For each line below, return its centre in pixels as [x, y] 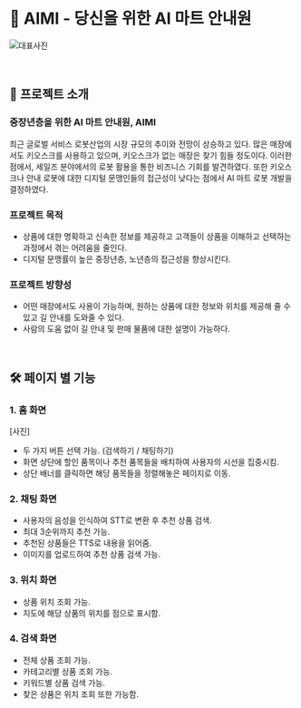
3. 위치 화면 [33, 580]
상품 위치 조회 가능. [56, 601]
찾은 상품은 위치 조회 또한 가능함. [80, 693]
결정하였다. [29, 189]
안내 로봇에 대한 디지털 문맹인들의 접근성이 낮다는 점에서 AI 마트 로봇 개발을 [159, 178]
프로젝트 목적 [36, 215]
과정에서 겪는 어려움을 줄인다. [75, 247]
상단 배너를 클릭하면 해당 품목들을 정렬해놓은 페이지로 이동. [126, 473]
